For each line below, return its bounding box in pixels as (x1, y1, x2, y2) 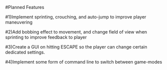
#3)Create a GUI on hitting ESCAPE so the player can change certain (5, 44, 147, 49)
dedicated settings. (5, 49, 45, 55)
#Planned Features (5, 4, 44, 10)
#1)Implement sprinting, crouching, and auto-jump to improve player (5, 14, 147, 19)
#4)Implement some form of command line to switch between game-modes (5, 59, 162, 64)
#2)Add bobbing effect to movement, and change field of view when (5, 29, 147, 34)
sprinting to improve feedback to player (5, 34, 87, 40)
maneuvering (5, 19, 33, 25)
